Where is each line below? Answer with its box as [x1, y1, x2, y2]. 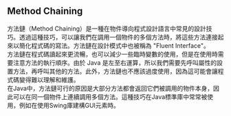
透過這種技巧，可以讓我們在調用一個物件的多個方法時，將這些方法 [19, 33, 206, 41]
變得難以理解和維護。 [19, 75, 80, 84]
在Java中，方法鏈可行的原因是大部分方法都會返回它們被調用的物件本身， [7, 84, 214, 92]
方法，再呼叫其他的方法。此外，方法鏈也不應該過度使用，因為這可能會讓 [12, 67, 218, 75]
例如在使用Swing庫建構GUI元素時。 [19, 101, 120, 109]
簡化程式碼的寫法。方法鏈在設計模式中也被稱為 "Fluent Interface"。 [19, 41, 210, 50]
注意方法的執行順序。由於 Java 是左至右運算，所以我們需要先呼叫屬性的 [12, 58, 217, 67]
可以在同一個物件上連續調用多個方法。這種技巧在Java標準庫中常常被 [12, 92, 208, 101]
